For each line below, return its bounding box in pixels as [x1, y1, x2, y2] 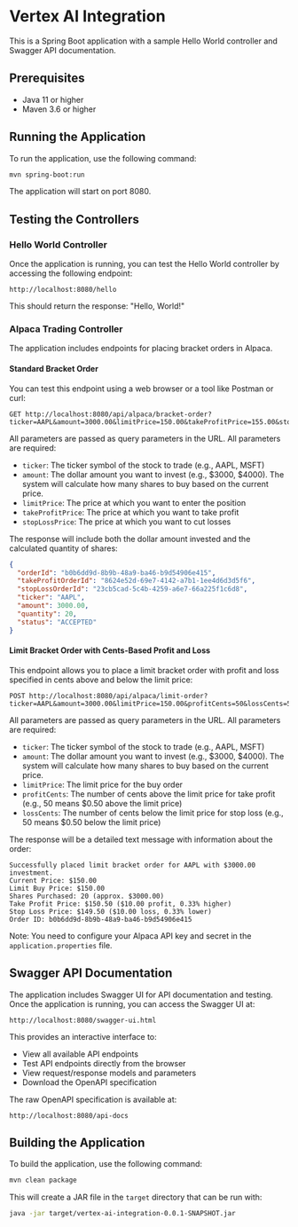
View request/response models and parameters [21, 1067, 197, 1078]
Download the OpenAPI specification [21, 1076, 157, 1088]
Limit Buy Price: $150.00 [9, 884, 105, 893]
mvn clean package [9, 1176, 77, 1185]
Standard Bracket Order [9, 364, 99, 374]
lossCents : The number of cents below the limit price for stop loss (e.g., [21, 807, 284, 818]
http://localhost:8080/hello [9, 286, 117, 295]
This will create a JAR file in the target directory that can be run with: [9, 1192, 263, 1203]
